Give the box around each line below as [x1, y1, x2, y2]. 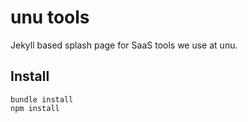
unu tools [10, 6, 90, 29]
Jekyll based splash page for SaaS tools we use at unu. [10, 39, 238, 51]
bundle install [10, 94, 74, 105]
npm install [10, 103, 60, 113]
